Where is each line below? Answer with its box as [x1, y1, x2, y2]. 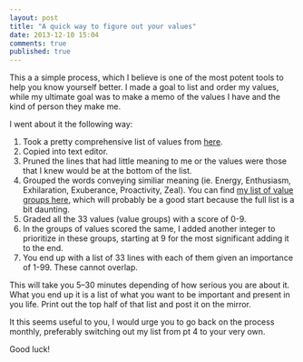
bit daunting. [22, 204, 71, 215]
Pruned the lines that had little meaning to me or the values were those [22, 156, 288, 166]
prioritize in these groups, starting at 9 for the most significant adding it [22, 233, 289, 244]
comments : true [9, 38, 67, 48]
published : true [9, 47, 71, 56]
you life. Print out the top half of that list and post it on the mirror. [9, 299, 251, 310]
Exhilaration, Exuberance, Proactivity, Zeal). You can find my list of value [22, 185, 294, 196]
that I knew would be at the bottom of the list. [22, 166, 192, 176]
